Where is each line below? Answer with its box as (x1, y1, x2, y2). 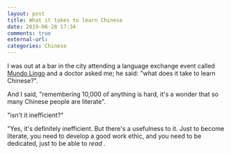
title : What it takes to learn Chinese (7, 17, 123, 24)
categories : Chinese (7, 43, 67, 49)
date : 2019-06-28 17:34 (7, 23, 77, 30)
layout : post (7, 10, 45, 17)
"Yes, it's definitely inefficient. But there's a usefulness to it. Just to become (7, 125, 225, 132)
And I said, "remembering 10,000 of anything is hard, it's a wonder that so (7, 90, 219, 98)
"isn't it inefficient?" (7, 111, 64, 119)
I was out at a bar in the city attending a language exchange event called (7, 62, 216, 70)
